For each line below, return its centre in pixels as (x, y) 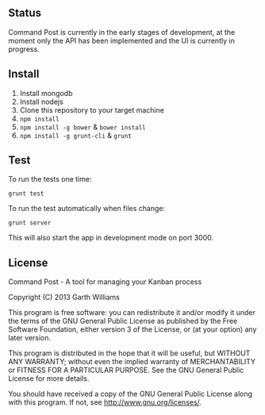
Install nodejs (41, 102)
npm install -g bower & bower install (83, 127)
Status (25, 13)
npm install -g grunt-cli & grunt (76, 135)
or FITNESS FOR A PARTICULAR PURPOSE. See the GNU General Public (126, 370)
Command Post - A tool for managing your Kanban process (105, 282)
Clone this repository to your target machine (92, 110)
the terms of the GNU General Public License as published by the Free (123, 321)
